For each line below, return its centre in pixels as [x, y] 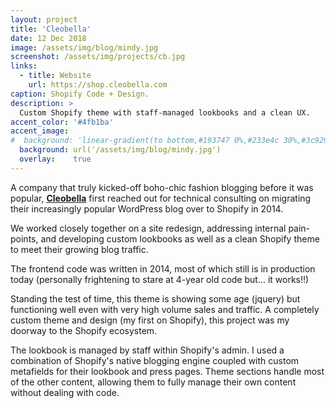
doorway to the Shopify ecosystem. [84, 330]
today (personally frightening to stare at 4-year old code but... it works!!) [160, 279]
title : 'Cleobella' [51, 29]
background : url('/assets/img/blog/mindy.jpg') [120, 150]
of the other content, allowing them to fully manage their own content [153, 382]
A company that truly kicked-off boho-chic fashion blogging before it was [162, 187]
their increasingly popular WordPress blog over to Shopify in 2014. [147, 208]
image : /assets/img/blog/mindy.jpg [84, 47]
